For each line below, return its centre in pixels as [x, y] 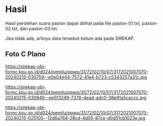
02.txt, [12, 28]
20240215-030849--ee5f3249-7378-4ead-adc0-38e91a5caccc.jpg [76, 97]
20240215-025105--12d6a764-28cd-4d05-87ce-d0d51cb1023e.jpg [75, 118]
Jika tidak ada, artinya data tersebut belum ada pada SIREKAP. [70, 38]
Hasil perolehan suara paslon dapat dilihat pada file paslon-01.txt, [73, 23]
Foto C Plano [25, 54]
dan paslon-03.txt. [39, 28]
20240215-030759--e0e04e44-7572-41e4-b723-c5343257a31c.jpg [76, 77]
